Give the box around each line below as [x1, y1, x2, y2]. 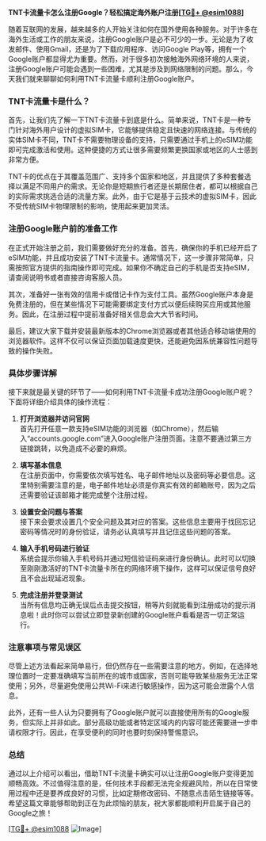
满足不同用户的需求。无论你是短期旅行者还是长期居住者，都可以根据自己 [21, 182, 258, 191]
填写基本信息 [19, 460, 62, 470]
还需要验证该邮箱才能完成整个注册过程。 [19, 490, 152, 499]
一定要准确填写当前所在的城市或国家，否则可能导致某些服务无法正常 [35, 671, 258, 681]
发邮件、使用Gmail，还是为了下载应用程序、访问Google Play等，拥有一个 [8, 44, 247, 54]
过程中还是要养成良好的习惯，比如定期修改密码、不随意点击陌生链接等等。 [14, 789, 258, 798]
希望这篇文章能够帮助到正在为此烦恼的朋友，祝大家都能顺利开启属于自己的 [8, 798, 251, 808]
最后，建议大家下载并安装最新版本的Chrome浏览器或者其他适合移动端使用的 [8, 326, 256, 335]
